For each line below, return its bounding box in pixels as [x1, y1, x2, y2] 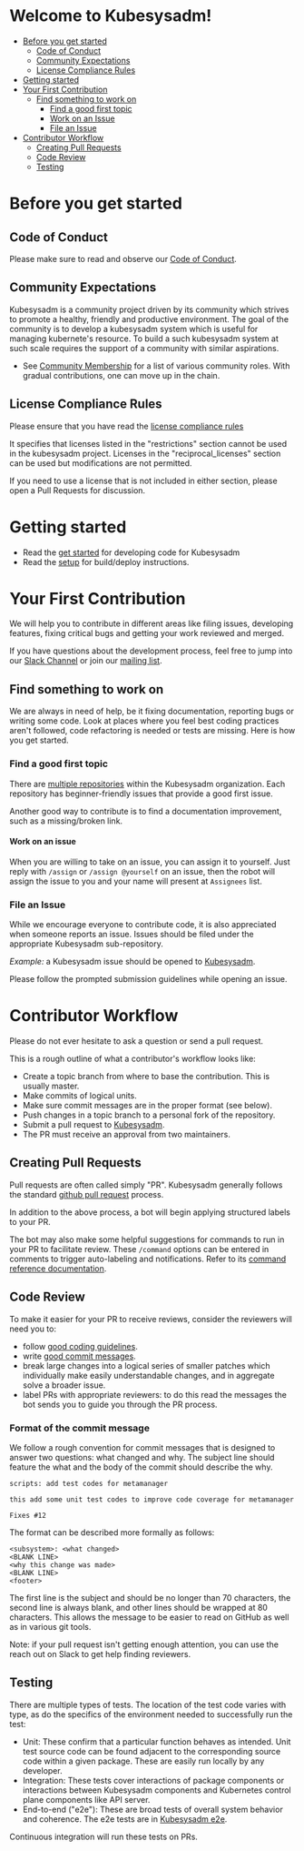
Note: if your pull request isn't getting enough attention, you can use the [9, 1639, 279, 1650]
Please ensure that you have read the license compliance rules [9, 420, 244, 431]
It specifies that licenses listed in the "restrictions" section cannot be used [9, 438, 288, 449]
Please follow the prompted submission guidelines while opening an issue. [9, 974, 288, 985]
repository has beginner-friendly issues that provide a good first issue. [9, 788, 274, 799]
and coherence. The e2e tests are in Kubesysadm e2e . [22, 1813, 228, 1825]
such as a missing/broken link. [9, 815, 123, 826]
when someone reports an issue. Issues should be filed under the [9, 929, 254, 940]
